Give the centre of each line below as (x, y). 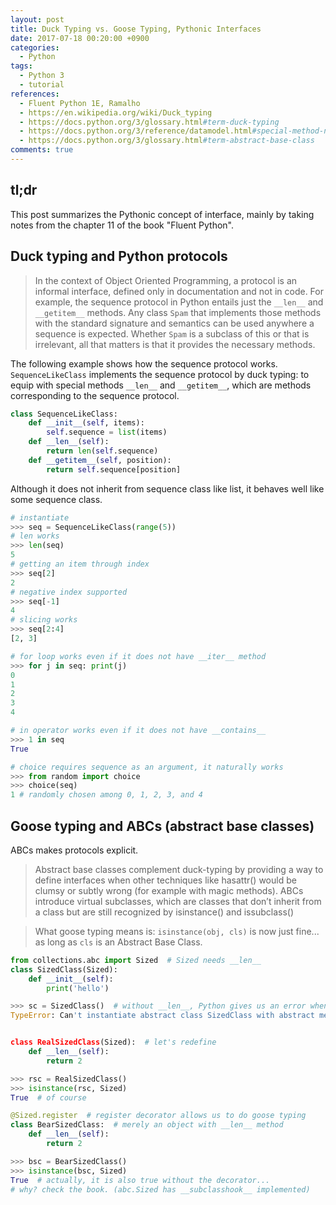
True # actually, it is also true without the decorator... (140, 1180)
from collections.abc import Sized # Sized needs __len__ (136, 960)
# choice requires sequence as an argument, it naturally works (147, 767)
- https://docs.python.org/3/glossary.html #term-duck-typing (149, 122)
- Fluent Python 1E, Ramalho (80, 103)
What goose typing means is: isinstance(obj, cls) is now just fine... (177, 931)
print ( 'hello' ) (78, 988)
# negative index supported (69, 592)
